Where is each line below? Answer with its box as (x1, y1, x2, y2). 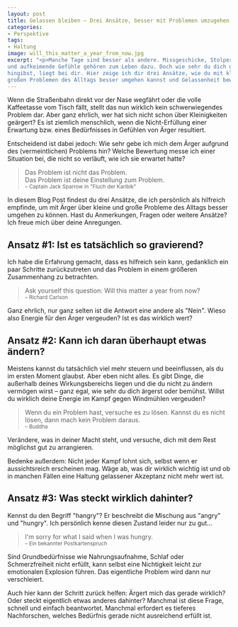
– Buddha (24, 423, 48, 430)
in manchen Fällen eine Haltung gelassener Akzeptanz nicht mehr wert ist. (7, 472, 225, 480)
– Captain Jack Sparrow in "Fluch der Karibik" (24, 183, 137, 191)
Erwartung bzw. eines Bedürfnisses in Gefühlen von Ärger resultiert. (7, 125, 207, 135)
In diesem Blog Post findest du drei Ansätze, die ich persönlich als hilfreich (7, 196, 225, 204)
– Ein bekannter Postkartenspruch (24, 540, 108, 547)
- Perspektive (7, 30, 50, 38)
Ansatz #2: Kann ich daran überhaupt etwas (7, 334, 207, 346)
